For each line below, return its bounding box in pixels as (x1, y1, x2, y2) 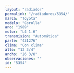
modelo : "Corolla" (5, 20, 42, 25)
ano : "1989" (5, 25, 29, 30)
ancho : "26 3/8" (5, 51, 37, 57)
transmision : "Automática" (5, 34, 59, 39)
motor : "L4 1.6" (5, 29, 37, 34)
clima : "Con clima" (5, 43, 44, 48)
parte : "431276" (5, 38, 37, 43)
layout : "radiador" (5, 7, 44, 12)
